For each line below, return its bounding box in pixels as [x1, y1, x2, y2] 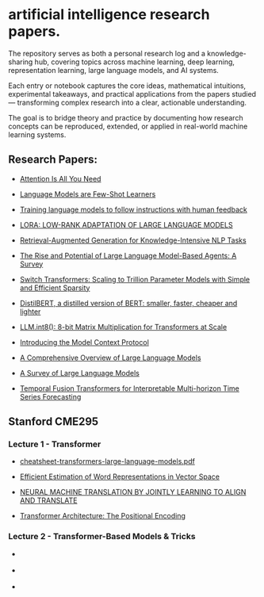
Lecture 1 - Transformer [8, 438, 101, 450]
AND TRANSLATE [19, 496, 78, 505]
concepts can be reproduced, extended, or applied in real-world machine [8, 121, 248, 131]
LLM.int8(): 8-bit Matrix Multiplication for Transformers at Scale [19, 322, 228, 331]
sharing [8, 57, 33, 67]
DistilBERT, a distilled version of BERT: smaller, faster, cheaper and [19, 298, 238, 308]
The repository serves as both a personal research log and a [8, 48, 206, 58]
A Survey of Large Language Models [19, 368, 140, 377]
